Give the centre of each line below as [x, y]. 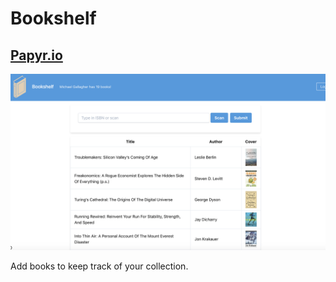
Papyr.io [36, 55]
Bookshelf [53, 18]
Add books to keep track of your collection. [99, 266]
